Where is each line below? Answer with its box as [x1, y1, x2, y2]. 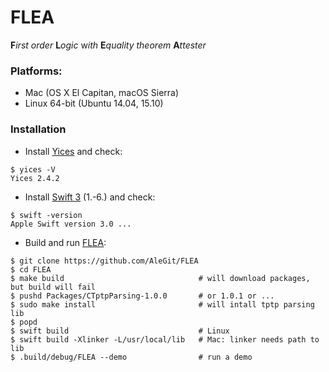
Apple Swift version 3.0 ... [10, 219, 132, 229]
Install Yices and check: [24, 145, 123, 157]
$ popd [10, 317, 38, 327]
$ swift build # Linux [10, 326, 230, 336]
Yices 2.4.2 [10, 173, 60, 183]
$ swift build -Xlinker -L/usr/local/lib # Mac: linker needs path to [10, 334, 320, 345]
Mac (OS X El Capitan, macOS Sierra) [24, 87, 180, 99]
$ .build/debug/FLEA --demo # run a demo [10, 352, 253, 362]
